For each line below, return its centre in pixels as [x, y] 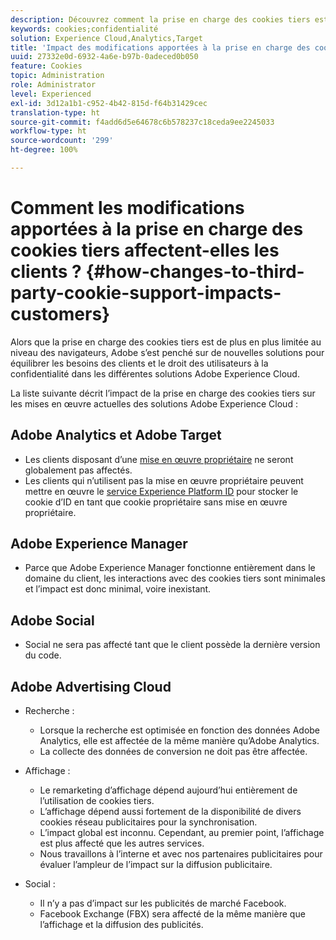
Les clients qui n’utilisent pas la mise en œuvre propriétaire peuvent [164, 480]
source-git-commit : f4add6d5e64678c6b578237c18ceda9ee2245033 [142, 122]
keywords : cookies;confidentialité [84, 29]
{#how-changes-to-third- [195, 272]
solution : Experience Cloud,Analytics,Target [106, 38]
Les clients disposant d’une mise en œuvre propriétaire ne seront [159, 459]
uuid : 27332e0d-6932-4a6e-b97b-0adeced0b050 [104, 57]
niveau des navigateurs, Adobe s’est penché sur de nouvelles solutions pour [167, 352]
